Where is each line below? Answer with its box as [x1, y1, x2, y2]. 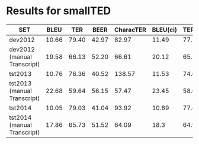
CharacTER [114, 25, 146, 34]
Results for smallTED [6, 4, 111, 18]
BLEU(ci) [152, 25, 178, 34]
